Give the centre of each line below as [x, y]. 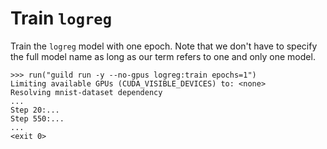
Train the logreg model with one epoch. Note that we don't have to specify [164, 46]
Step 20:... [35, 110]
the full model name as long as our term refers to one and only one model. [163, 56]
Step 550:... [37, 118]
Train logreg [61, 18]
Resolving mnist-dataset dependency [86, 92]
